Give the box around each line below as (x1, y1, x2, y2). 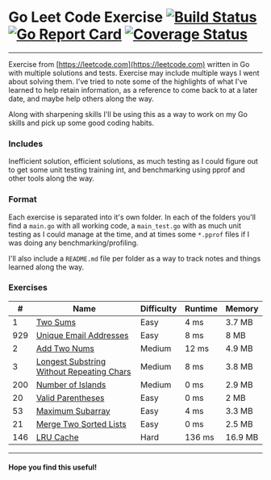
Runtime (184, 303, 218, 314)
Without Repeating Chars (35, 365, 131, 377)
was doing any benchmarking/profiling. (8, 238, 139, 248)
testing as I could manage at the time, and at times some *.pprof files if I (8, 229, 250, 239)
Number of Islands (35, 379, 106, 390)
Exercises (8, 282, 48, 294)
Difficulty (140, 303, 177, 314)
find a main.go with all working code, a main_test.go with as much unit (8, 220, 242, 230)
